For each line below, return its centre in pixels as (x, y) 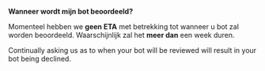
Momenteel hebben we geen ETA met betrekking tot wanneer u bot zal (124, 26)
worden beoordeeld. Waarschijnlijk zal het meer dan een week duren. (121, 35)
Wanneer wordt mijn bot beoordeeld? (71, 11)
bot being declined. (40, 59)
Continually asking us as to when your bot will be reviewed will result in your (132, 50)
